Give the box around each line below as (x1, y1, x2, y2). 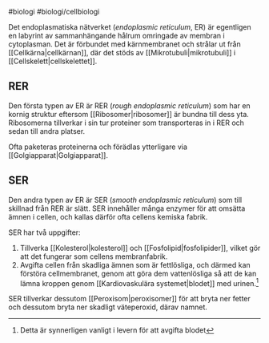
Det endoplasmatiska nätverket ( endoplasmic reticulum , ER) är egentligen (8, 22, 252, 31)
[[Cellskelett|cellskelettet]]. (8, 56, 98, 66)
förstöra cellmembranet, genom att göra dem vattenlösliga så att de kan (19, 268, 257, 278)
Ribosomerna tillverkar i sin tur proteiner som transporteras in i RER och (8, 118, 244, 127)
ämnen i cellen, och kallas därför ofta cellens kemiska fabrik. (8, 212, 208, 221)
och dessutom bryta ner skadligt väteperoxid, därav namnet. (8, 302, 208, 312)
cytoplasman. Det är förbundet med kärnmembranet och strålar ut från (8, 39, 242, 49)
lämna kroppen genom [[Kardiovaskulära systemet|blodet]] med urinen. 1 (19, 276, 259, 288)
